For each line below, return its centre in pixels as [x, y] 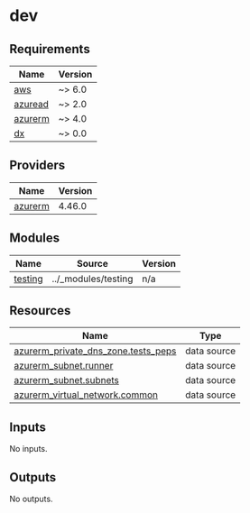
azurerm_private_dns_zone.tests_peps [95, 351]
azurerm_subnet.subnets [66, 380]
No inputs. [28, 449]
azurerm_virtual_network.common [86, 395]
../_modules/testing [93, 279]
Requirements [50, 49]
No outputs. [31, 499]
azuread [32, 104]
